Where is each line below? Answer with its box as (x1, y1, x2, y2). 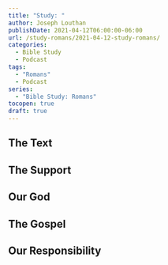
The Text (8, 136, 53, 150)
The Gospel (8, 217, 66, 230)
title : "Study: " (8, 11, 65, 20)
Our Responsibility (8, 244, 102, 257)
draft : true (8, 108, 47, 115)
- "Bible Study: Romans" (15, 93, 97, 100)
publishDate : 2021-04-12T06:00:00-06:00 (8, 26, 144, 34)
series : (8, 85, 34, 93)
